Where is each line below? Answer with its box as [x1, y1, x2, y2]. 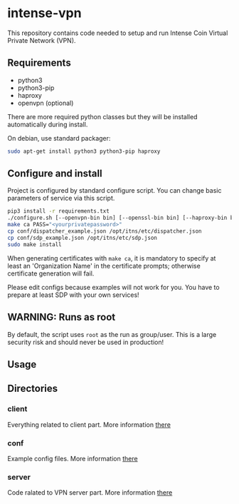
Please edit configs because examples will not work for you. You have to [7, 283, 220, 291]
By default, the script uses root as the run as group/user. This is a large [7, 330, 217, 338]
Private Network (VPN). [7, 36, 76, 44]
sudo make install [7, 241, 62, 248]
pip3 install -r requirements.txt [7, 208, 110, 215]
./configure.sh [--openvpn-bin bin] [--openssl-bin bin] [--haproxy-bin [7, 214, 228, 222]
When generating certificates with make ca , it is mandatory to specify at [7, 253, 216, 262]
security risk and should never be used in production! [7, 338, 164, 346]
